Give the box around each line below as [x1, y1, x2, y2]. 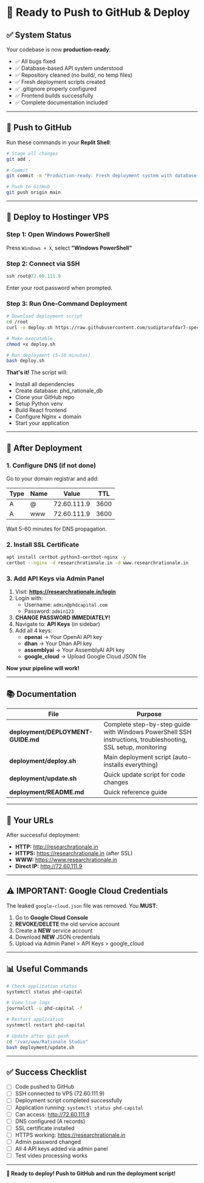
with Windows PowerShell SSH [103, 728, 192, 736]
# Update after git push [6, 1033, 69, 1039]
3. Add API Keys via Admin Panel [6, 574, 104, 582]
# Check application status [6, 983, 78, 989]
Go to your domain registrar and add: [6, 475, 99, 482]
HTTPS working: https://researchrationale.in [15, 1131, 126, 1139]
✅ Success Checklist [6, 1067, 87, 1077]
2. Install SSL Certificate [6, 540, 80, 549]
